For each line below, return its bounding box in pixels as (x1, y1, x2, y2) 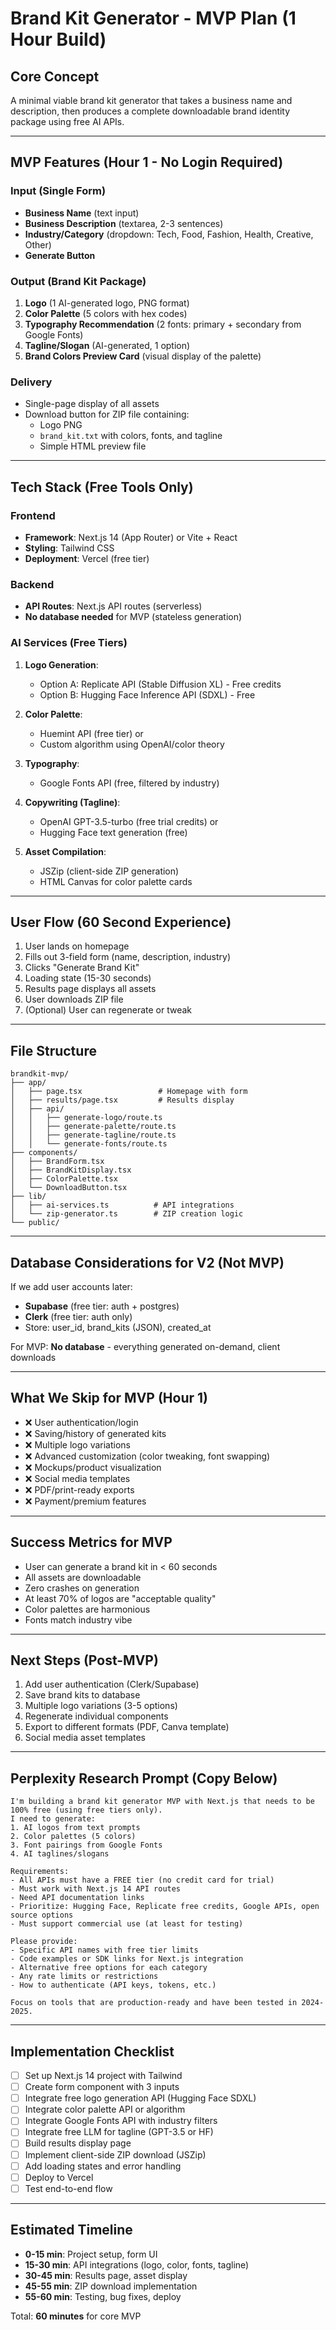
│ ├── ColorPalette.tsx (10, 1174, 118, 1184)
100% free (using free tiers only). (10, 1805, 163, 1816)
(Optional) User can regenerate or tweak (24, 1004, 192, 1016)
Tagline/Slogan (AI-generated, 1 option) (24, 339, 191, 351)
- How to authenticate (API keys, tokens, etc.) (10, 1980, 217, 1991)
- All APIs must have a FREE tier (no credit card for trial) (10, 1875, 275, 1886)
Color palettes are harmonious (24, 1603, 151, 1615)
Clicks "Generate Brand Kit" (24, 962, 140, 974)
